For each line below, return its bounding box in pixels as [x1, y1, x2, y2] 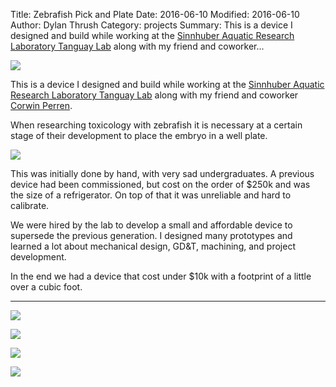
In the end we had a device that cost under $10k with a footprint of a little [10, 270, 312, 282]
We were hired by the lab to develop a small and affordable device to [10, 219, 293, 231]
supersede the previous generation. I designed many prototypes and [10, 230, 293, 241]
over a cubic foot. [10, 281, 83, 293]
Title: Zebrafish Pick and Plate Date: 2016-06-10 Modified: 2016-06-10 [10, 9, 300, 20]
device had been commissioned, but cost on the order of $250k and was [10, 179, 311, 190]
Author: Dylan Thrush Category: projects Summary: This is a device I [10, 19, 293, 31]
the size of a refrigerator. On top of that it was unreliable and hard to [10, 189, 292, 201]
